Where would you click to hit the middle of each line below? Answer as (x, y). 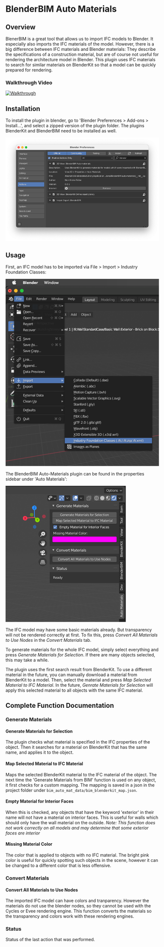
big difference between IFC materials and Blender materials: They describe (81, 49)
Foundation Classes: (26, 272)
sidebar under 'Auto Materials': (36, 479)
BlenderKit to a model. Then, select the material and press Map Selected (78, 680)
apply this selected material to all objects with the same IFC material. (74, 690)
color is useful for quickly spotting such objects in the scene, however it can (82, 860)
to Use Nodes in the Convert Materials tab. (48, 640)
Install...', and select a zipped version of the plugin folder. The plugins (75, 126)
